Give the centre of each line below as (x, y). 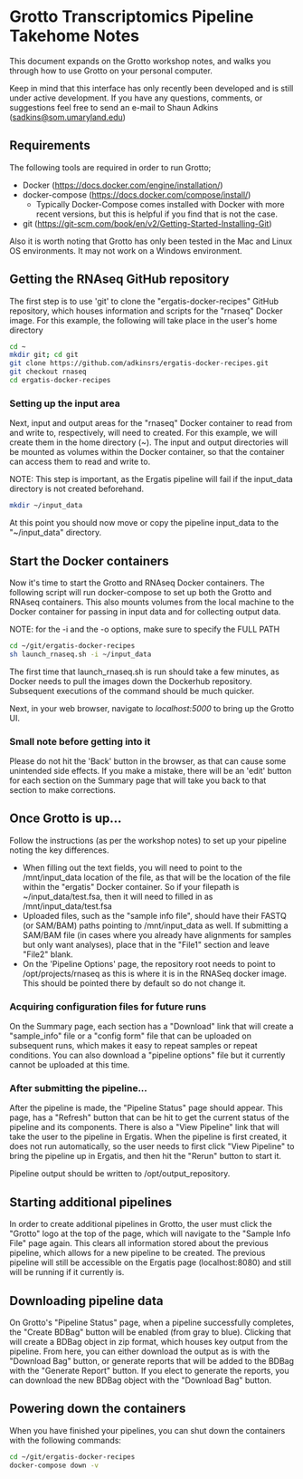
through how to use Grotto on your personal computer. (111, 71)
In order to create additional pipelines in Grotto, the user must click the (141, 1224)
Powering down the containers (98, 1409)
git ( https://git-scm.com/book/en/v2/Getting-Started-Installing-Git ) (147, 223)
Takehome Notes (75, 36)
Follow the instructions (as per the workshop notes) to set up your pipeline (148, 840)
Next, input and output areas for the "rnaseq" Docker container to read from (151, 423)
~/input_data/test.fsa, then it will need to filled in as (118, 896)
